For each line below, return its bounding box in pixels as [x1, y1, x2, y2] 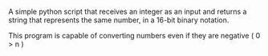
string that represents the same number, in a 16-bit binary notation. [8, 15, 229, 25]
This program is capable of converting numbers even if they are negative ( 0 [8, 31, 261, 40]
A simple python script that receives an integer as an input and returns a [8, 7, 247, 16]
